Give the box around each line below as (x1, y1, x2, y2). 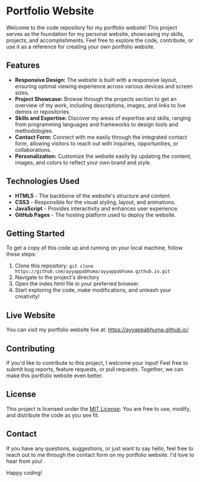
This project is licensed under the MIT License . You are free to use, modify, (6, 405, 191, 412)
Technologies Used (6, 176, 79, 187)
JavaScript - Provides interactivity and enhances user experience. (14, 205, 179, 212)
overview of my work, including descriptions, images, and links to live (14, 102, 186, 109)
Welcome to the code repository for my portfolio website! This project (6, 24, 177, 31)
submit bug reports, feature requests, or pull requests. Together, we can (6, 366, 184, 373)
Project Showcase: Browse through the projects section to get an (14, 95, 177, 102)
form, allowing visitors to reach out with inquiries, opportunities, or (14, 139, 179, 147)
